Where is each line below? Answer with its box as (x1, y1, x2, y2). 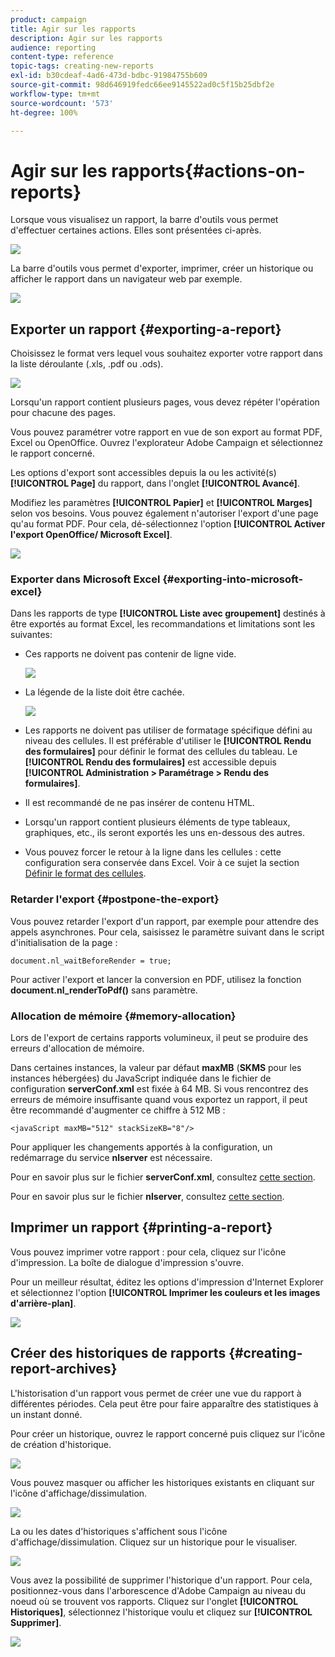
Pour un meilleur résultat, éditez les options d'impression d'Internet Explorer (10, 1276, 324, 1288)
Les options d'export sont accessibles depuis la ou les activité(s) (10, 467, 277, 479)
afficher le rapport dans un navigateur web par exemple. (10, 273, 243, 285)
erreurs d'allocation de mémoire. (10, 1042, 145, 1055)
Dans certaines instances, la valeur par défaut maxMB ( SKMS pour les (10, 1062, 302, 1074)
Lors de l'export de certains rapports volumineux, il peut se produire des (10, 1032, 309, 1044)
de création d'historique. (10, 1438, 112, 1450)
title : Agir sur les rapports (10, 24, 137, 34)
